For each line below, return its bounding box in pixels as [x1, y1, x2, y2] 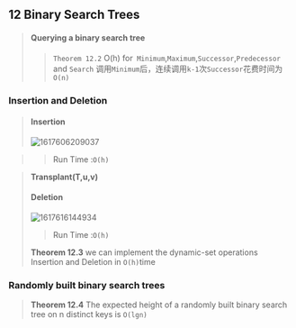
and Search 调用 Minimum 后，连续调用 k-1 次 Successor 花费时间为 [52, 63, 283, 74]
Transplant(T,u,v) [30, 171, 99, 182]
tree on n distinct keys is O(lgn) [30, 309, 148, 320]
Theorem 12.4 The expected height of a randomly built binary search [30, 299, 288, 310]
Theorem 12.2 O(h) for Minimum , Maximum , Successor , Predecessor [52, 52, 281, 63]
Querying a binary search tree [30, 32, 146, 43]
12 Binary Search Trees [8, 7, 140, 23]
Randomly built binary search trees [8, 278, 166, 291]
